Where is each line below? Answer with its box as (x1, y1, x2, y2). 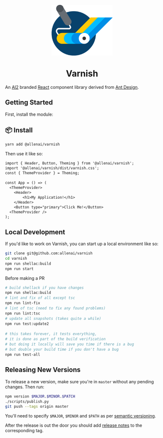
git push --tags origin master (5, 404, 69, 409)
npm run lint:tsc (5, 311, 41, 316)
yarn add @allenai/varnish (5, 142, 60, 147)
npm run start (5, 266, 34, 271)
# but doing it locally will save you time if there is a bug (5, 342, 134, 347)
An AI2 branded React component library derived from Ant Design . (5, 84, 139, 90)
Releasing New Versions (5, 366, 81, 374)
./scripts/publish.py (5, 399, 49, 404)
